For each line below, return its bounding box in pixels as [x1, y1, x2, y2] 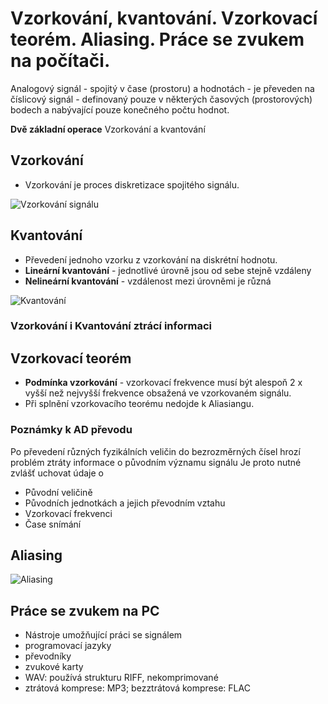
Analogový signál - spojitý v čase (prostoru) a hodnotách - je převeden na [10, 82, 315, 94]
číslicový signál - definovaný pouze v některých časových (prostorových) [10, 93, 313, 105]
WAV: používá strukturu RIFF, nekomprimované [24, 672, 219, 684]
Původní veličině [24, 486, 93, 498]
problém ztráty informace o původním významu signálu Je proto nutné [10, 456, 302, 468]
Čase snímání [24, 518, 82, 530]
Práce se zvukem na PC [10, 602, 160, 619]
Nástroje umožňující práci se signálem [24, 629, 183, 641]
